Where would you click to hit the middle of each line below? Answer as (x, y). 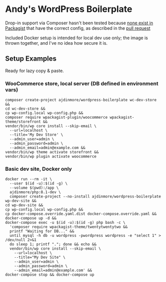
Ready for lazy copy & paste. (35, 70)
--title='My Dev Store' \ (37, 135)
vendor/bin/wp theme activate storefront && (52, 152)
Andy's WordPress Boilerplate (69, 9)
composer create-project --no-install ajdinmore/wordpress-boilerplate (85, 197)
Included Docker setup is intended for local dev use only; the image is (77, 38)
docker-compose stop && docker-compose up (50, 275)
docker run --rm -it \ (29, 179)
